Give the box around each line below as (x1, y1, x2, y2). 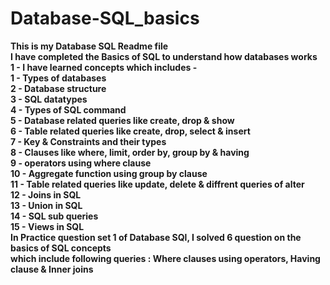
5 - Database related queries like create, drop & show (10, 114, 235, 126)
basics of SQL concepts (10, 242, 112, 254)
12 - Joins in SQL (10, 188, 82, 201)
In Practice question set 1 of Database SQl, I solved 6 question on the (10, 231, 302, 243)
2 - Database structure (10, 82, 107, 94)
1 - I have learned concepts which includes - (10, 61, 198, 73)
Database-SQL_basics (10, 7, 200, 30)
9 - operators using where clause (10, 157, 152, 169)
